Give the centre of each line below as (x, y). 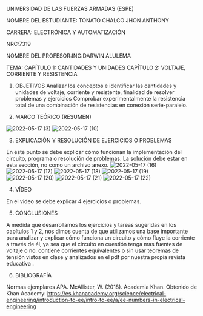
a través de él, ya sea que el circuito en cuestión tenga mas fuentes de (95, 244)
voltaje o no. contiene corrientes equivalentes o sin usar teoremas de (93, 250)
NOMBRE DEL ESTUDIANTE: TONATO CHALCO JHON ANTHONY (88, 20)
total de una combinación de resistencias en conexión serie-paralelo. (101, 105)
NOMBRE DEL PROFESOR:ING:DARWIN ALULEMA (69, 56)
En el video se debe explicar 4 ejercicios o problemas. (74, 201)
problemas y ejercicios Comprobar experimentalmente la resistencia (100, 99)
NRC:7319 (19, 44)
